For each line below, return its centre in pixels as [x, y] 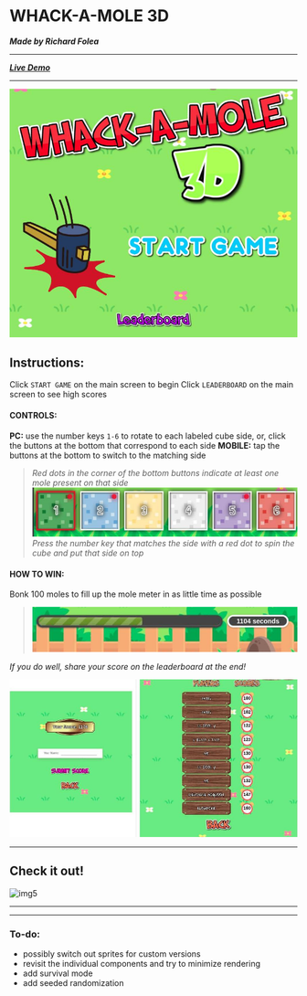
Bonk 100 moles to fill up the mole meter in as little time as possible [136, 594]
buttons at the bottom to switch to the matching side [108, 455]
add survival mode [58, 973]
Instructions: [47, 362]
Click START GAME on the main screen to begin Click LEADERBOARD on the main [152, 385]
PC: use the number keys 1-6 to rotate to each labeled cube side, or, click [148, 436]
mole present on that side [80, 482]
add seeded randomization [73, 983]
